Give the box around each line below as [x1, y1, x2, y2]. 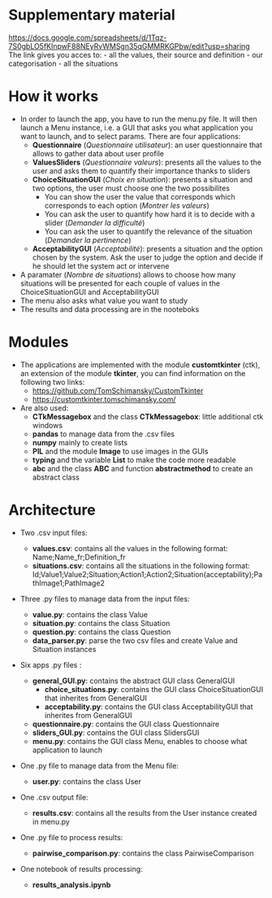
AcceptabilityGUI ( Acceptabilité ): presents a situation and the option [32, 243, 263, 253]
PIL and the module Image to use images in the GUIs [32, 446, 209, 456]
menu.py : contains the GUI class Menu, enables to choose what [32, 736, 248, 746]
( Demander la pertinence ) [44, 234, 132, 245]
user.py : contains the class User [32, 776, 142, 786]
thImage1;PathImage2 [32, 578, 106, 588]
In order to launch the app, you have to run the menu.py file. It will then [19, 114, 257, 124]
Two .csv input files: [19, 528, 88, 537]
